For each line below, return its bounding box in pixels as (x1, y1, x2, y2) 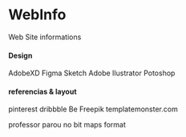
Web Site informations (8, 32, 82, 42)
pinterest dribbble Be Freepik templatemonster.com (8, 104, 178, 114)
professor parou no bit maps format (8, 120, 127, 130)
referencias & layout (8, 87, 78, 96)
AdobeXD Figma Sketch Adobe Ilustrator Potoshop (8, 68, 176, 78)
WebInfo (8, 6, 67, 24)
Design (8, 50, 33, 60)
